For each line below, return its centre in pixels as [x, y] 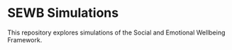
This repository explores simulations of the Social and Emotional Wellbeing [116, 32]
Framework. [25, 39]
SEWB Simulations [63, 13]
